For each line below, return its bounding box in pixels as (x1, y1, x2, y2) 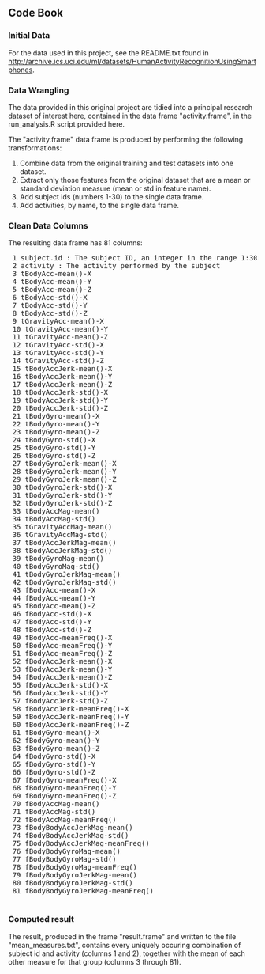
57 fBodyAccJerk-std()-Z (12, 696, 109, 706)
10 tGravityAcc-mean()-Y (12, 324, 109, 334)
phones (8, 65, 33, 74)
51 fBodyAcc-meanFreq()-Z (12, 649, 113, 658)
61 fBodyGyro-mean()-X (12, 728, 100, 737)
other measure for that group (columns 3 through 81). (8, 957, 181, 966)
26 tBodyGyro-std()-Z (12, 451, 96, 460)
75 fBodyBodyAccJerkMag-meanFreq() (12, 839, 150, 848)
